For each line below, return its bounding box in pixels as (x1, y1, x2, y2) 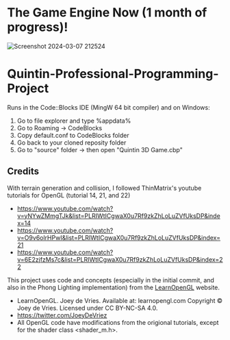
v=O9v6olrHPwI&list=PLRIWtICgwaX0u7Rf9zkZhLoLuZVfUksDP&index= (16, 233, 221, 241)
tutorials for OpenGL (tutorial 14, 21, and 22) (7, 191, 131, 199)
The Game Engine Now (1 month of (7, 5, 207, 21)
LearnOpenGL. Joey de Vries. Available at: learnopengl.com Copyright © (16, 296, 222, 304)
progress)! (7, 19, 68, 35)
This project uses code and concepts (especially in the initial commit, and (7, 276, 214, 284)
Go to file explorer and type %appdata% (16, 117, 131, 125)
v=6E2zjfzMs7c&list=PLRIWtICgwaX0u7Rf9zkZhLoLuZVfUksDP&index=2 (16, 255, 223, 263)
